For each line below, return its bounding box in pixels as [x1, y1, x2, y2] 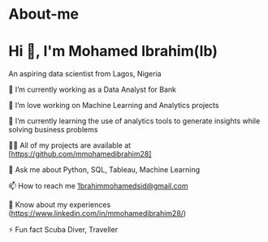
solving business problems [8, 125, 98, 135]
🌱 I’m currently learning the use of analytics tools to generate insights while [8, 116, 261, 126]
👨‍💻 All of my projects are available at [8, 140, 132, 150]
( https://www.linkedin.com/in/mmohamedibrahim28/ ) [8, 209, 187, 218]
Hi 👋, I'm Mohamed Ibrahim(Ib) [8, 42, 218, 61]
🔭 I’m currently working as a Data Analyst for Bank [8, 84, 177, 94]
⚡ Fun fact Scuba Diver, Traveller [8, 225, 119, 235]
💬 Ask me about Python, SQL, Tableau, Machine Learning [8, 165, 201, 175]
